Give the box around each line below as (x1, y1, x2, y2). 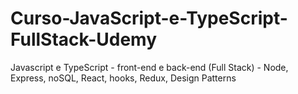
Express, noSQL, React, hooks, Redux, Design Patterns (10, 72, 237, 84)
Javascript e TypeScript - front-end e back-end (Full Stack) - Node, (10, 61, 289, 73)
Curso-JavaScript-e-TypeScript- (10, 7, 288, 30)
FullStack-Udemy (10, 28, 158, 51)
